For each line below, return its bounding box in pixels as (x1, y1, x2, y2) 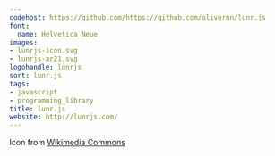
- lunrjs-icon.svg (9, 46, 78, 55)
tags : (9, 79, 30, 88)
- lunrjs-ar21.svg (9, 54, 78, 63)
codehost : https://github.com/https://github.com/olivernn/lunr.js (9, 12, 267, 22)
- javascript (9, 87, 58, 96)
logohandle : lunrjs (9, 63, 82, 72)
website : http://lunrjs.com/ (9, 112, 118, 121)
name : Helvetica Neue (17, 29, 99, 38)
